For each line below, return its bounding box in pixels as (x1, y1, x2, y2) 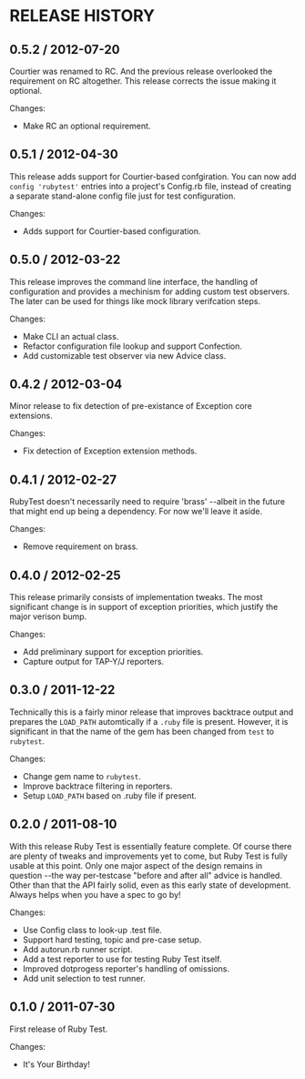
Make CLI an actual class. (22, 331, 119, 341)
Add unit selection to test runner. (22, 972, 146, 983)
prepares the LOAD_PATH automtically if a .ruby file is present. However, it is (9, 716, 289, 727)
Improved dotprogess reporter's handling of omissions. (22, 962, 230, 974)
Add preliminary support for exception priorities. (22, 646, 204, 657)
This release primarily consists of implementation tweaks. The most (9, 592, 263, 603)
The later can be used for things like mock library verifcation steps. (9, 295, 261, 306)
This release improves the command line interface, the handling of (9, 276, 259, 287)
